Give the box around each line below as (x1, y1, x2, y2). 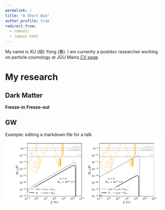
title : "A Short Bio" (5, 13, 50, 18)
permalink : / (5, 8, 32, 13)
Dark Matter (5, 91, 43, 100)
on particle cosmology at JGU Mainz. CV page (5, 54, 98, 60)
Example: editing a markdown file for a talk (5, 131, 92, 138)
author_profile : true (5, 18, 50, 23)
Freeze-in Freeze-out (5, 104, 50, 110)
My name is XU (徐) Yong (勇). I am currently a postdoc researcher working (5, 49, 158, 54)
